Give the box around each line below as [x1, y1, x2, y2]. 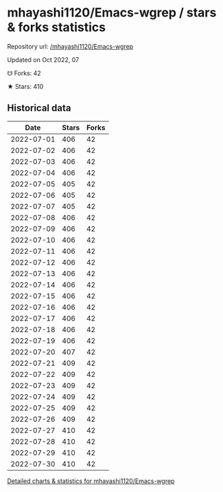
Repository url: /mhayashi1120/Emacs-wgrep [7, 42, 134, 50]
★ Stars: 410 [7, 82, 43, 90]
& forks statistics [7, 19, 106, 35]
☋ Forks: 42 [7, 69, 41, 77]
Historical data [7, 102, 71, 114]
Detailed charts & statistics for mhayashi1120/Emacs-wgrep [7, 477, 175, 485]
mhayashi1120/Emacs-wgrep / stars [7, 5, 217, 21]
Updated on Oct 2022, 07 [7, 55, 80, 63]
